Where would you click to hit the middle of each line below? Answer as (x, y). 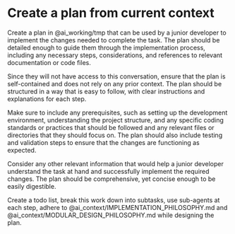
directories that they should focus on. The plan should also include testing (115, 135)
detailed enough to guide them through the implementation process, (107, 47)
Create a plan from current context (111, 13)
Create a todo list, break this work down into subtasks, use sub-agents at (114, 200)
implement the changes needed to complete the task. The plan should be (114, 40)
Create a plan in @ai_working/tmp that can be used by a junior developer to (117, 33)
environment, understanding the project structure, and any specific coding (116, 120)
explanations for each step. (47, 99)
